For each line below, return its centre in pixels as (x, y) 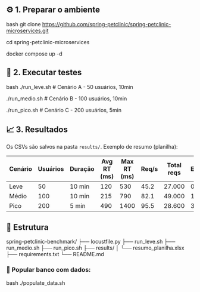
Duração (82, 169)
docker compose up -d (34, 54)
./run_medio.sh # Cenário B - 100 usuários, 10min (67, 99)
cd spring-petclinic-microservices (48, 42)
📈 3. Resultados (37, 130)
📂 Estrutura (27, 227)
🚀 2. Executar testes (44, 73)
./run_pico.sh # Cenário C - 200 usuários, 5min (64, 110)
